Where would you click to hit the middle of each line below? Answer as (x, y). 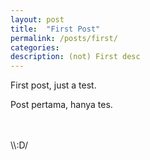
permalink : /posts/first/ (64, 38)
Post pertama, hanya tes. (61, 105)
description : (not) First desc (75, 57)
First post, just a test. (53, 85)
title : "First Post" (55, 29)
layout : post (37, 19)
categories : (35, 47)
